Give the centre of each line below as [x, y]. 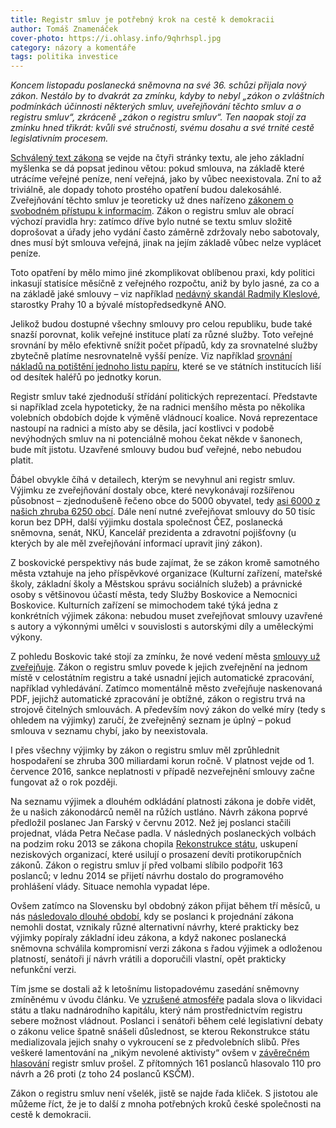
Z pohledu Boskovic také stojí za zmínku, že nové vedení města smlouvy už [165, 657]
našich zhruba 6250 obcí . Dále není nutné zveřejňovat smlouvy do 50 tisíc [163, 512]
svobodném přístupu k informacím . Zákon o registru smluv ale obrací [152, 211]
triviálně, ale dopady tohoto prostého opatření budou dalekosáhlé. [146, 190]
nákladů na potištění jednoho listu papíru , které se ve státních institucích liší [166, 367]
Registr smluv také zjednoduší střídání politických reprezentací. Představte [164, 397]
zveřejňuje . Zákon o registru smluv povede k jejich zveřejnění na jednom [159, 667]
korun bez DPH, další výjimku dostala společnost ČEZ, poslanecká [146, 522]
